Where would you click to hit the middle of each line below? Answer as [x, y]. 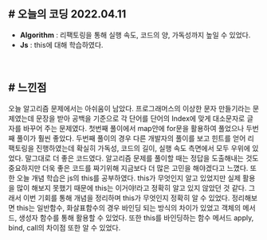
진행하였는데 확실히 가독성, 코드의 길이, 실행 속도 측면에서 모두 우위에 [143, 148]
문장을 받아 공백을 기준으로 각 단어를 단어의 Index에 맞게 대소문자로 [140, 118]
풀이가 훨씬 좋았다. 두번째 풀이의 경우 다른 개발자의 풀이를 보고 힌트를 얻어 [131, 138]
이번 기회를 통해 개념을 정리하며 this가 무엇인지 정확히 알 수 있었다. [126, 198]
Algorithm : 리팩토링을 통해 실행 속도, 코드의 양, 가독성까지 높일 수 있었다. [135, 35]
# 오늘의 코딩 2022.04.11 [67, 14]
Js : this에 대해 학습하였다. [61, 45]
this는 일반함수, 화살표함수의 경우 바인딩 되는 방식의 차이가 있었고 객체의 [129, 207]
